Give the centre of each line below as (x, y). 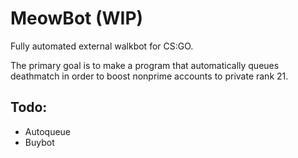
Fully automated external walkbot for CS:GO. (102, 46)
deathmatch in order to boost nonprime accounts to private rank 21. (149, 76)
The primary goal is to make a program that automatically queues (145, 65)
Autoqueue (48, 131)
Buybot (39, 142)
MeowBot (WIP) (77, 18)
